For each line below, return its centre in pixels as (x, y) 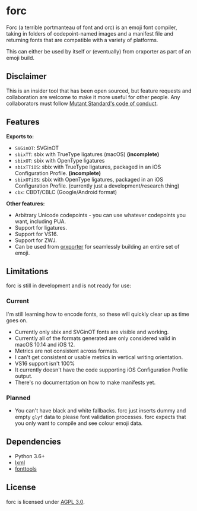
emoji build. (20, 58)
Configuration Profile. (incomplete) (58, 173)
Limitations (27, 271)
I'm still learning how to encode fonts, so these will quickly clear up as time (98, 314)
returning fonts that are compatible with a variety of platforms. (82, 40)
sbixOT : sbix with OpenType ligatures (60, 160)
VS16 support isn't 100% (45, 363)
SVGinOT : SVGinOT (37, 148)
